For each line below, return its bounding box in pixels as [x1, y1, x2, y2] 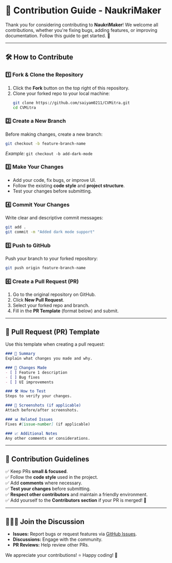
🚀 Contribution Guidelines [5, 455, 90, 463]
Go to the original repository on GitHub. [12, 291, 96, 297]
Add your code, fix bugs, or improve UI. [12, 177, 96, 183]
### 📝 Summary [5, 351, 36, 356]
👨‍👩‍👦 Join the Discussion [5, 517, 84, 526]
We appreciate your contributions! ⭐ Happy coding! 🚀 [5, 552, 118, 558]
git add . [5, 224, 27, 230]
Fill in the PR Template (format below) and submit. [12, 308, 119, 314]
